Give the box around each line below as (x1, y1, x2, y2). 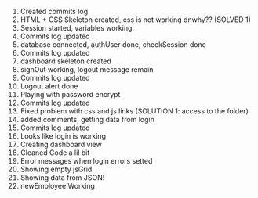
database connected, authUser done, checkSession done (20, 40, 207, 49)
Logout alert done (20, 81, 78, 91)
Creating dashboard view (20, 140, 103, 149)
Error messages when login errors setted (20, 157, 153, 165)
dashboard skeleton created (20, 56, 112, 66)
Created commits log (20, 7, 89, 16)
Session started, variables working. (20, 23, 135, 32)
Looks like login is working (20, 131, 107, 140)
